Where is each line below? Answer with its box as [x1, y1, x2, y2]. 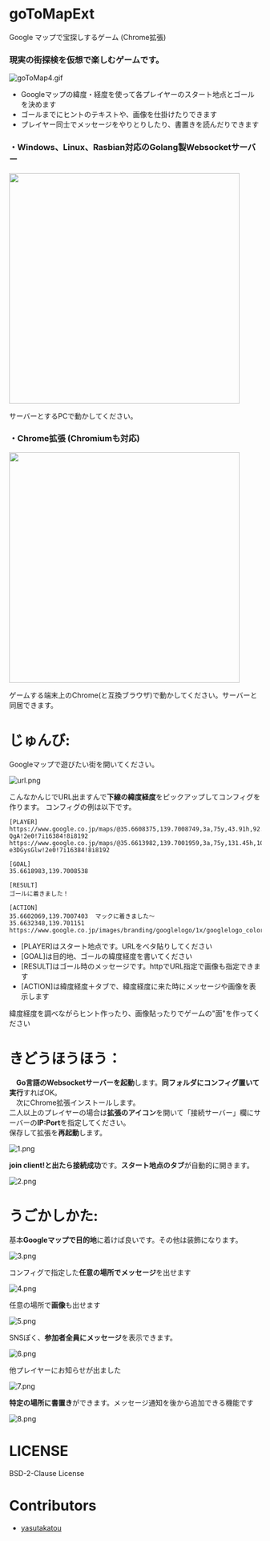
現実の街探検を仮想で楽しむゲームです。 [9, 54, 164, 65]
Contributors [9, 1496, 97, 1515]
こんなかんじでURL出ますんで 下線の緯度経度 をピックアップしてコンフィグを [9, 791, 261, 802]
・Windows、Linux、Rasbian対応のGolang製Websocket [9, 142, 232, 153]
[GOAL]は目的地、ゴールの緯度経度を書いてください [20, 951, 193, 961]
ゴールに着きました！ [9, 889, 69, 898]
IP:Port [36, 1118, 61, 1127]
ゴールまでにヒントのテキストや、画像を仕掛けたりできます [20, 110, 217, 119]
